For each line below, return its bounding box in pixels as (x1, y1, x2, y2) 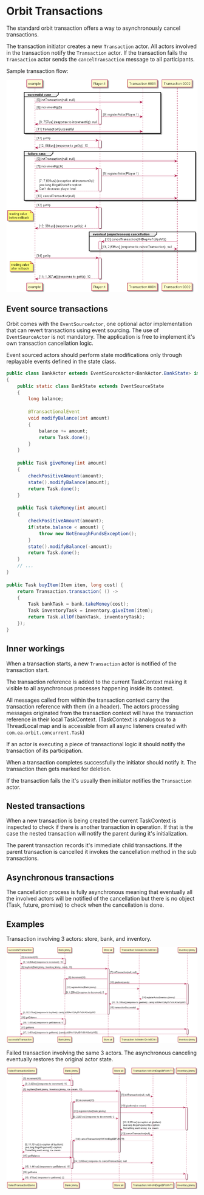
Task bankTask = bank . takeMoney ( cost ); (28, 601, 129, 608)
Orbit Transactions (6, 4, 103, 18)
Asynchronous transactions (6, 872, 114, 882)
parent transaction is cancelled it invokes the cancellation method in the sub (6, 848, 197, 856)
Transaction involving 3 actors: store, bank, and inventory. (6, 935, 152, 943)
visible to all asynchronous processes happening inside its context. (6, 684, 174, 691)
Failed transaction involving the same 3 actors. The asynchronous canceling (6, 1049, 197, 1056)
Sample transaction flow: (6, 67, 69, 74)
